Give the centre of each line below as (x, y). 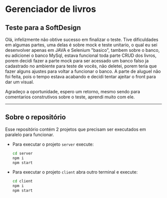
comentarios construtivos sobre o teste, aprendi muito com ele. (70, 97)
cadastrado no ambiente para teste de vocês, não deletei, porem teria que (81, 66)
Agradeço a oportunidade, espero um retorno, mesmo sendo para (73, 92)
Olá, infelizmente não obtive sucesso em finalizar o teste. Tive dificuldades (82, 39)
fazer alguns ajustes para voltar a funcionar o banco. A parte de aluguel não (83, 71)
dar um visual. (20, 82)
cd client (23, 181)
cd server (23, 153)
